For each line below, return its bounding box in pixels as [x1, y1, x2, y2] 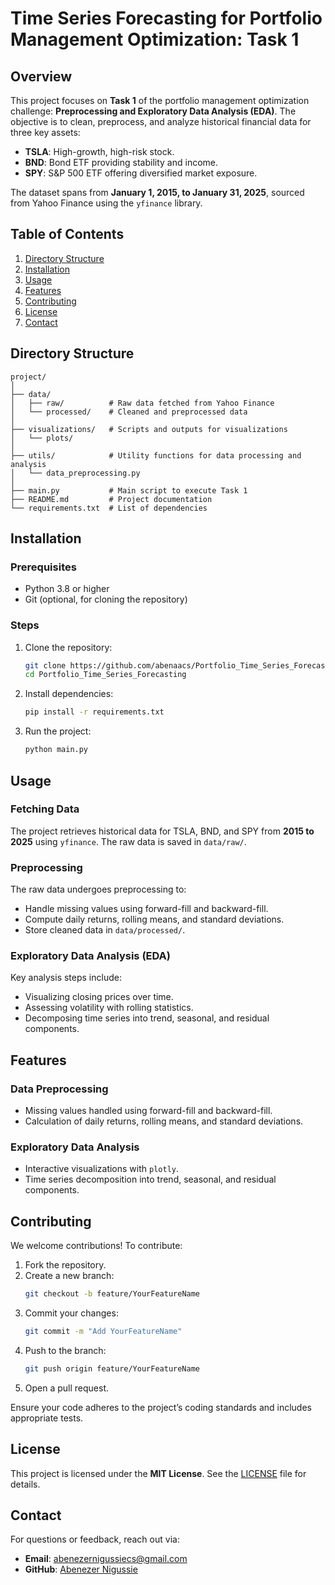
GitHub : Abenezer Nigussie [24, 1563, 138, 1576]
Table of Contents [10, 226, 125, 243]
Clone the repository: [24, 641, 113, 653]
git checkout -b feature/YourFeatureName [24, 1289, 201, 1299]
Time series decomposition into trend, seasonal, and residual [24, 1173, 277, 1186]
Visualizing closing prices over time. [24, 991, 174, 1003]
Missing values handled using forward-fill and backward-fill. [24, 1105, 273, 1117]
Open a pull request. [24, 1382, 110, 1394]
